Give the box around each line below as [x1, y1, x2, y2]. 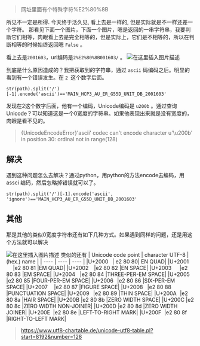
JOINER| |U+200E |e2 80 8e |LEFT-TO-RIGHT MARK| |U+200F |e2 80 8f [6, 308, 187, 316]
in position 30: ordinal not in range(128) [20, 136, 118, 142]
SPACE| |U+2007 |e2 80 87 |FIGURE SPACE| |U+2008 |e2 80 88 [6, 283, 172, 290]
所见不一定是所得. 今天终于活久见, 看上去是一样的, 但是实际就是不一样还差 [6, 19, 188, 26]
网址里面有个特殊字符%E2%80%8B [20, 6, 109, 13]
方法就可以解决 [11, 238, 48, 245]
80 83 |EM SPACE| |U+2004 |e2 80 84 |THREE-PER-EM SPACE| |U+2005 [6, 271, 190, 278]
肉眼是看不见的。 [6, 117, 48, 125]
